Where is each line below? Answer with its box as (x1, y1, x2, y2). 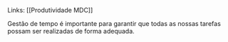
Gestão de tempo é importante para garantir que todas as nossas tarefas (7, 20, 221, 27)
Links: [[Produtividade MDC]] (7, 6, 93, 14)
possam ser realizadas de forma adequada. (7, 27, 135, 35)
